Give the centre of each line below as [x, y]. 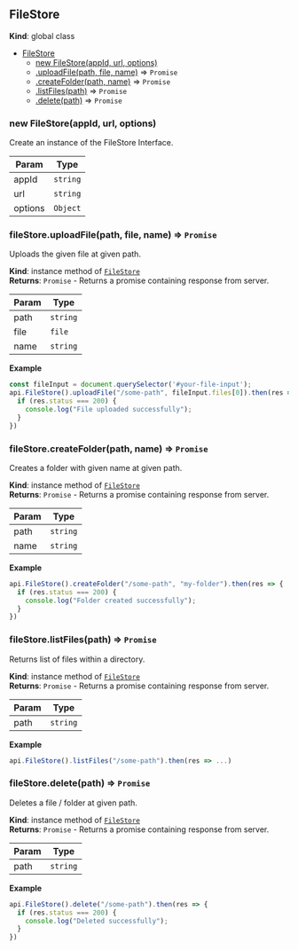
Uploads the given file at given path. [75, 254]
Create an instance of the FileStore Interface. [91, 143]
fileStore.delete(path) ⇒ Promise [80, 783]
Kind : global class [42, 35]
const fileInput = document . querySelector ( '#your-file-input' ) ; [130, 385]
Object [67, 208]
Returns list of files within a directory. [77, 659]
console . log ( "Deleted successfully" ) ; [97, 921]
